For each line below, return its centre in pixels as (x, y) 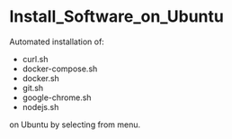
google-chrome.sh (57, 97)
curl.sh (35, 59)
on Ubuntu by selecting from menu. (75, 125)
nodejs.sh (40, 107)
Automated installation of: (57, 42)
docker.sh (41, 78)
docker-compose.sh (60, 69)
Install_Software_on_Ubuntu (117, 17)
